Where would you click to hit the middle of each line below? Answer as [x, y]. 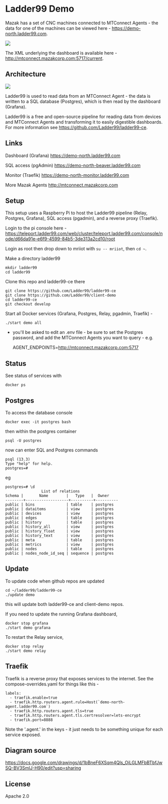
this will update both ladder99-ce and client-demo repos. [65, 604]
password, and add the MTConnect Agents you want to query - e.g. [83, 338]
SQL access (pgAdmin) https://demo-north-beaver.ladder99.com [73, 165]
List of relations [61, 491]
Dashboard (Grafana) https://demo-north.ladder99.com [63, 156]
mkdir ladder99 [21, 268]
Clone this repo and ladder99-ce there [45, 282]
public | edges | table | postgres [60, 518]
